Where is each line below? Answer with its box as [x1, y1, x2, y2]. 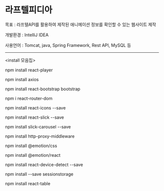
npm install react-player [5, 67, 53, 73]
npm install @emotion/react [5, 152, 61, 158]
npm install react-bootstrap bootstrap [5, 86, 81, 92]
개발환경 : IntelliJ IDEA [5, 32, 49, 38]
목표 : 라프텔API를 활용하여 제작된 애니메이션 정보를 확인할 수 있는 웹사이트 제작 [5, 21, 156, 27]
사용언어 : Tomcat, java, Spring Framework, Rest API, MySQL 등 [5, 42, 131, 48]
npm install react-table [5, 180, 50, 186]
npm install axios [5, 76, 39, 82]
